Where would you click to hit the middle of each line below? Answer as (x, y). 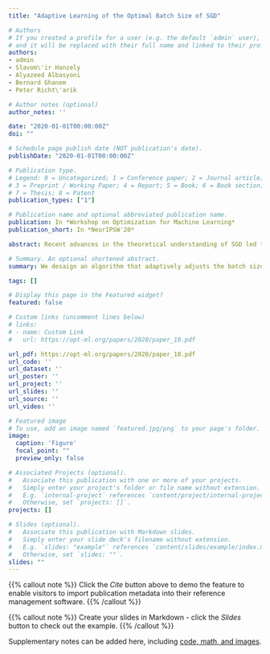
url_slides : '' (34, 391)
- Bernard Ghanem (37, 82)
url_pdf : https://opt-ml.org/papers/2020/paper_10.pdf (102, 354)
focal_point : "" (43, 451)
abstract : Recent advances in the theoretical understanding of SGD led (133, 244)
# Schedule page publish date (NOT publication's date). (106, 149)
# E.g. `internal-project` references (77, 495)
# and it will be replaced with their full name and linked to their (127, 45)
